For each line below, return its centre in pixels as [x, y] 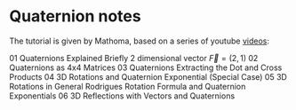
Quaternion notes [75, 16]
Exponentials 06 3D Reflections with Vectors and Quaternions [122, 96]
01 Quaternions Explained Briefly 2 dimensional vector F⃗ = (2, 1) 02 [134, 58]
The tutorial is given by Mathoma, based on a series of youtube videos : [139, 41]
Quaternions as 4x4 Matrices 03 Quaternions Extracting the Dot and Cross [146, 67]
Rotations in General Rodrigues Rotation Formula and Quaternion [128, 86]
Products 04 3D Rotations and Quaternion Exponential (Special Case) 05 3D [148, 76]
